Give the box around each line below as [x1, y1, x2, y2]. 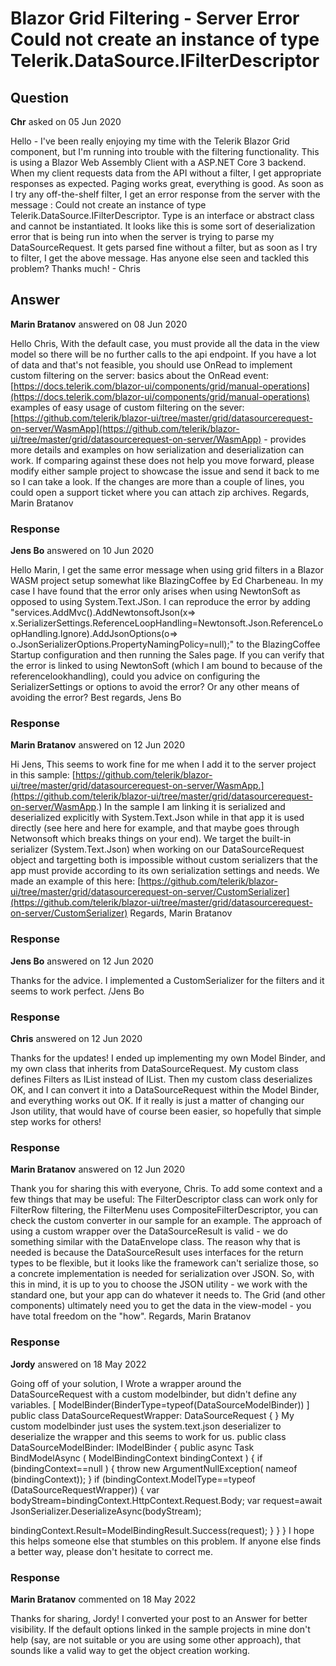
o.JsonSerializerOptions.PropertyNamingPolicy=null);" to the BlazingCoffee [10, 638, 321, 651]
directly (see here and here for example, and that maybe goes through [10, 822, 300, 834]
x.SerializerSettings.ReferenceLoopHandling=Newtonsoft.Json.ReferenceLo [10, 617, 324, 629]
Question [10, 89, 69, 106]
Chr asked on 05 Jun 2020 [10, 116, 122, 127]
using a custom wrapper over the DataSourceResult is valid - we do [10, 1225, 288, 1237]
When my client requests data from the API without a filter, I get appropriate [10, 167, 322, 179]
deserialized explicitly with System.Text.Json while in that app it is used [10, 812, 305, 824]
